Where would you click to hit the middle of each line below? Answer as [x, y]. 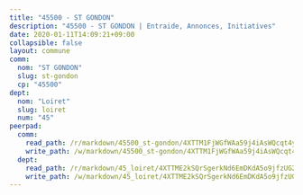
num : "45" [36, 118]
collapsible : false [46, 43]
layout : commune [40, 51]
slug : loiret [42, 110]
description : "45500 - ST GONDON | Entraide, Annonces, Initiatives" [143, 26]
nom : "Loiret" [44, 101]
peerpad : [26, 127]
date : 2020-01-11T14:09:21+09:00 [72, 34]
